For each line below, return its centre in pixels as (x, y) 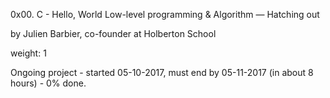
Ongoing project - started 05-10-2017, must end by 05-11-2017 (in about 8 (162, 72)
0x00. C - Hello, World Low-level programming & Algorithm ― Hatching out (165, 14)
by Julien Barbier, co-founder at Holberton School (113, 33)
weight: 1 (28, 53)
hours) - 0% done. (48, 83)
